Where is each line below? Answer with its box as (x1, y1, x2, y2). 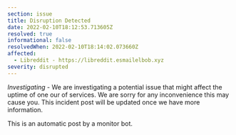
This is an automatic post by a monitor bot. (7, 119, 133, 128)
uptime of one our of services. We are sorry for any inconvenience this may (7, 90, 230, 99)
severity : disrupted (7, 63, 69, 70)
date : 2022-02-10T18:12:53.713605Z (7, 23, 113, 31)
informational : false (7, 37, 72, 44)
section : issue (7, 10, 53, 18)
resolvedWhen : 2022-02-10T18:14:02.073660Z (7, 43, 139, 50)
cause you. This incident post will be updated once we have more (7, 97, 200, 107)
